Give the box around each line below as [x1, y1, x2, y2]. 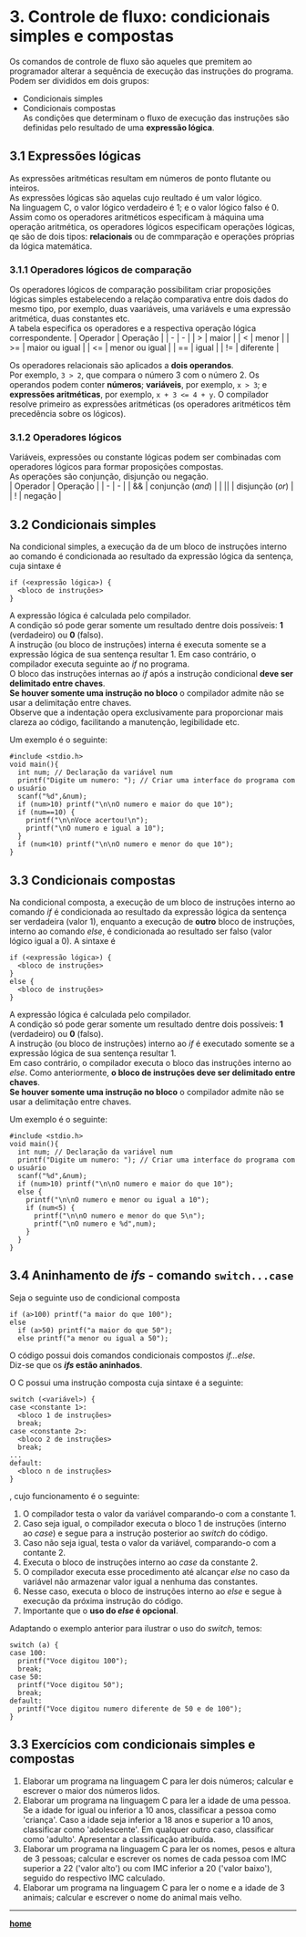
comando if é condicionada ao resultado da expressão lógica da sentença [9, 906, 287, 917]
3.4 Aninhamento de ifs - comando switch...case [9, 1268, 294, 1283]
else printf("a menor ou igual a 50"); [17, 1333, 169, 1342]
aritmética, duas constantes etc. [9, 313, 130, 325]
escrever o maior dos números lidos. [22, 1785, 160, 1796]
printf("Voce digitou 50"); [17, 1680, 125, 1689]
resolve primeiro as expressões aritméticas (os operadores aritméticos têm [9, 399, 291, 409]
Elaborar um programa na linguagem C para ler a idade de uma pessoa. [22, 1795, 291, 1806]
